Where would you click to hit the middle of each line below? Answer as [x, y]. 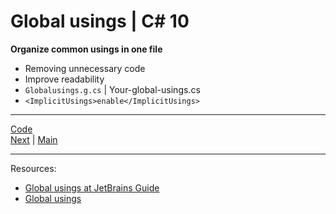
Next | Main [34, 139]
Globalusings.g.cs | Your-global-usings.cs [112, 89]
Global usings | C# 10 [100, 21]
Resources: [33, 168]
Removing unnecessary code [85, 68]
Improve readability [64, 79]
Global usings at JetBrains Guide [92, 187]
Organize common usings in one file [86, 49]
